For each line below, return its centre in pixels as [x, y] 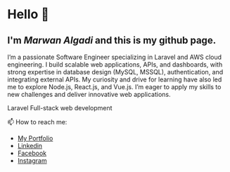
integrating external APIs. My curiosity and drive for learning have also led [115, 79]
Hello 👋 [28, 14]
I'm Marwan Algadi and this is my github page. [112, 40]
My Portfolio [35, 138]
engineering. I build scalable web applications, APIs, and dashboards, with [115, 65]
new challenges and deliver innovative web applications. [89, 94]
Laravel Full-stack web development [60, 108]
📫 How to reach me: [37, 122]
